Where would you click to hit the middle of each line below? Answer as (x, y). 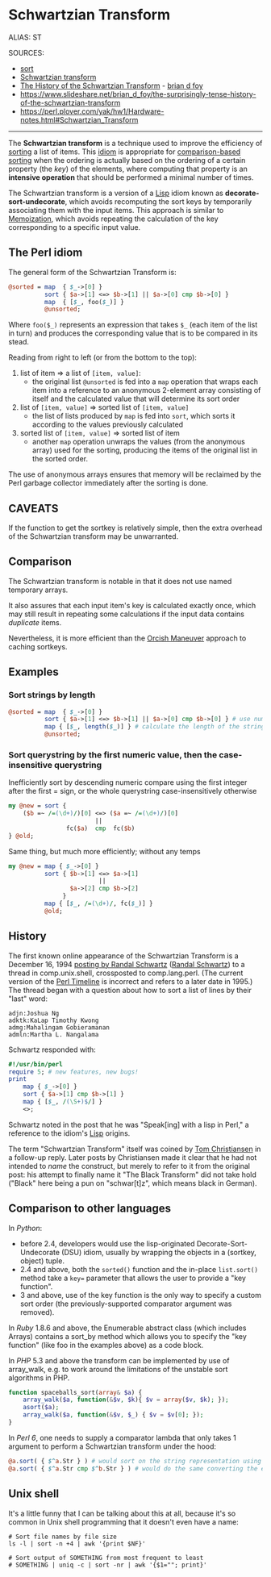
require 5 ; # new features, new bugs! (73, 1072)
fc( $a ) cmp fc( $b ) (100, 828)
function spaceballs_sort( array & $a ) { (75, 1392)
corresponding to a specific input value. (75, 227)
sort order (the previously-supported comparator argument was (126, 1304)
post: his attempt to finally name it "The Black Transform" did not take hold (132, 1174)
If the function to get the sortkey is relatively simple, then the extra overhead (135, 528)
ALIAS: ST (25, 37)
